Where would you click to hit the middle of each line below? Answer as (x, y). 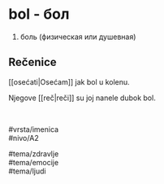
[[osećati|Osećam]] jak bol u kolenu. (69, 81)
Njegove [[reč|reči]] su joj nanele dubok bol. (82, 98)
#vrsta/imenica (34, 129)
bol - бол (39, 14)
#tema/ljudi (27, 171)
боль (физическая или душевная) (78, 37)
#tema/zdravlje (34, 153)
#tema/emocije (34, 162)
